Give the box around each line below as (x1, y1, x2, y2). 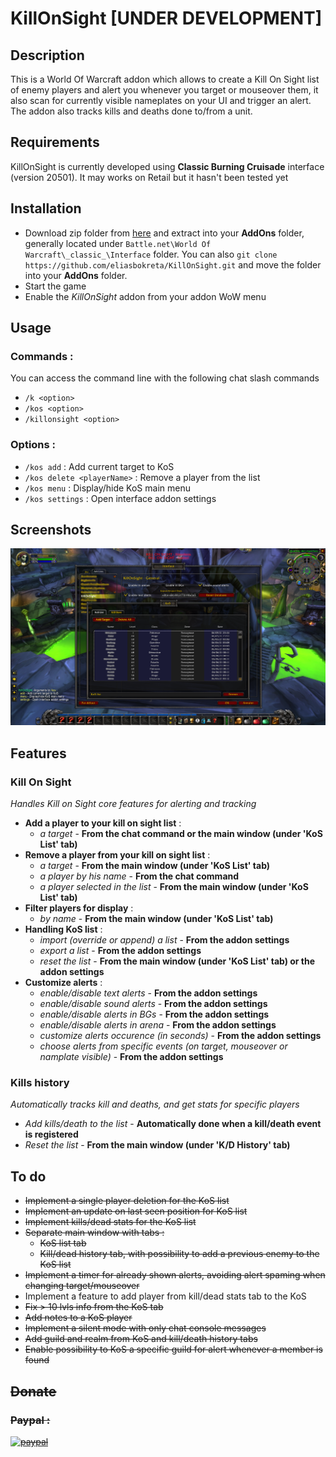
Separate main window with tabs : (24, 1227, 165, 1239)
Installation (10, 200, 82, 217)
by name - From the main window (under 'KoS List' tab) (39, 913, 274, 925)
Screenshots (10, 522, 92, 538)
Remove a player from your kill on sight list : (24, 849, 211, 861)
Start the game (24, 280, 87, 292)
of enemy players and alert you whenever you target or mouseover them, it (10, 84, 319, 96)
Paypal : (10, 1413, 51, 1427)
